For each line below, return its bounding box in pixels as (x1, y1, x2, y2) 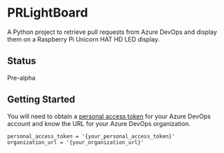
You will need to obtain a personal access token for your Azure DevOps (7, 112, 212, 120)
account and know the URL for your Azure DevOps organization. (7, 119, 191, 127)
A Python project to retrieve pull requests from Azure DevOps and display (7, 28, 217, 36)
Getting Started (7, 93, 76, 105)
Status (7, 55, 37, 67)
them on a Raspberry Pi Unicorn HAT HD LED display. (7, 35, 160, 43)
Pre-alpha (7, 73, 36, 82)
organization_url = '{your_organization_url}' (7, 138, 144, 146)
